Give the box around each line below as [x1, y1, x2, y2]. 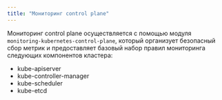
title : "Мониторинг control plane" [7, 10, 110, 17]
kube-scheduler [17, 79, 63, 87]
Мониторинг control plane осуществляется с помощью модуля [7, 29, 192, 37]
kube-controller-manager [17, 72, 90, 80]
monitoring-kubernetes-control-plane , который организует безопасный [7, 36, 216, 45]
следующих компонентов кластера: [7, 51, 113, 59]
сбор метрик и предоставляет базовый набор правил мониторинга [7, 43, 205, 52]
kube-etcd [17, 86, 48, 94]
